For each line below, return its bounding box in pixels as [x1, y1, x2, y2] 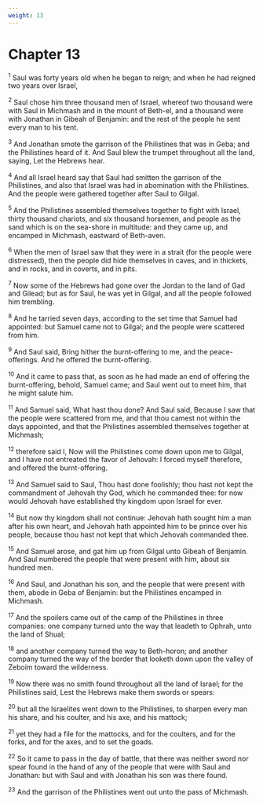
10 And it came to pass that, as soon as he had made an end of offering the [8, 370, 250, 381]
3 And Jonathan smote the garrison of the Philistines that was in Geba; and [8, 138, 250, 149]
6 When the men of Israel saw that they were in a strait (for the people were [8, 245, 253, 256]
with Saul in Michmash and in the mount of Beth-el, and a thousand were [8, 105, 243, 115]
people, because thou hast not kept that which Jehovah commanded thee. [8, 530, 249, 539]
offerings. [8, 355, 40, 365]
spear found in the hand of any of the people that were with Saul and [8, 762, 231, 771]
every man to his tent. [8, 123, 79, 132]
